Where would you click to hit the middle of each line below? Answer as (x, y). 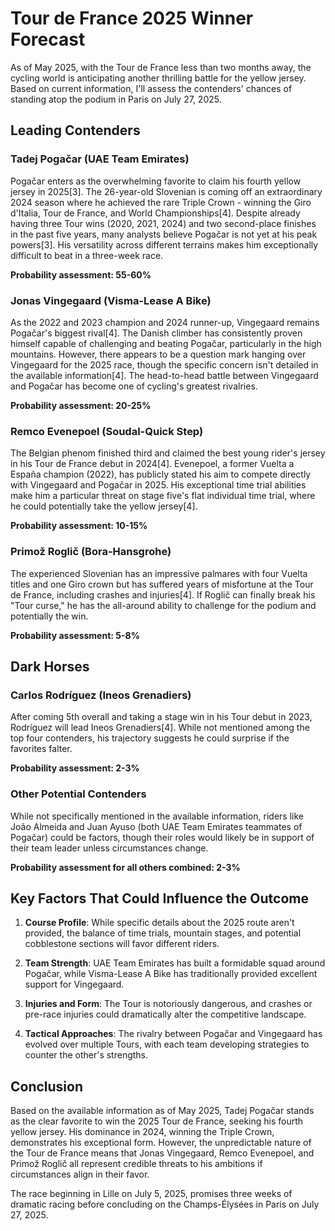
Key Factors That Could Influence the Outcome (159, 898)
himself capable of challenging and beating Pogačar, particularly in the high (166, 343)
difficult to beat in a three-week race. (87, 255)
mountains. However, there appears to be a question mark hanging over (158, 354)
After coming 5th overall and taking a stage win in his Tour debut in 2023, (161, 717)
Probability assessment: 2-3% (75, 768)
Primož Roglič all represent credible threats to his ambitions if (136, 1164)
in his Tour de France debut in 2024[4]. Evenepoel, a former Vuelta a (152, 464)
